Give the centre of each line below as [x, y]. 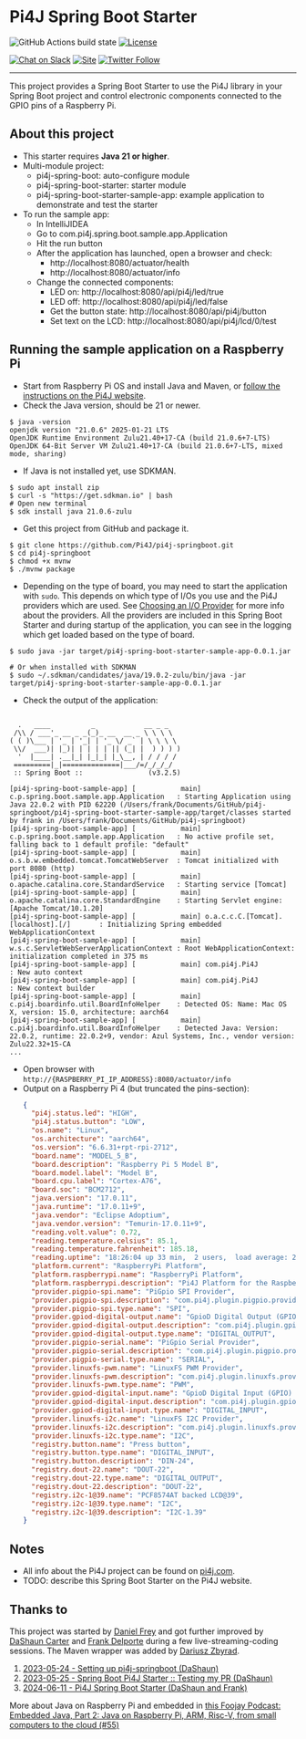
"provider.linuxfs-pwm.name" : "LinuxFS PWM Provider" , [138, 1368]
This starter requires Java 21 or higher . [96, 156]
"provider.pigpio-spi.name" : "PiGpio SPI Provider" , [133, 1291]
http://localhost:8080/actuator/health [119, 263]
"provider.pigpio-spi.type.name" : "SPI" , [111, 1308]
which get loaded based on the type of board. [109, 634]
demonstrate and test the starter [97, 204]
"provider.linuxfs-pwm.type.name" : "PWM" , [113, 1385]
